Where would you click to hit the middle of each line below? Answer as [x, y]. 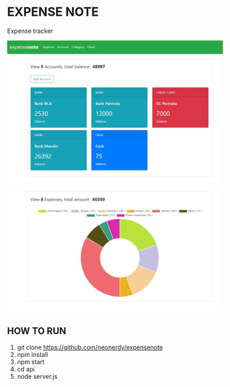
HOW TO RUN [37, 330]
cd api [26, 369]
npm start [30, 362]
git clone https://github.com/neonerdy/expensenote [90, 347]
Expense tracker [30, 31]
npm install [33, 355]
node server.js [37, 377]
